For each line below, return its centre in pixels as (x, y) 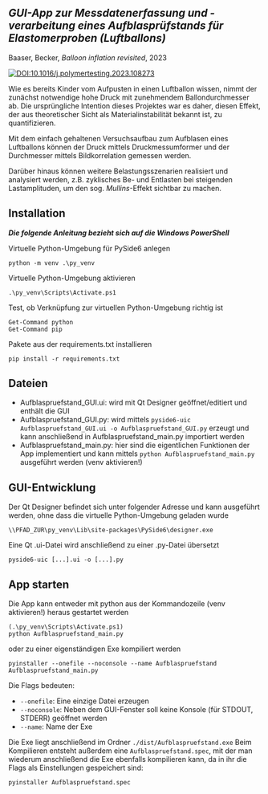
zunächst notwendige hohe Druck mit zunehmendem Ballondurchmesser (129, 97)
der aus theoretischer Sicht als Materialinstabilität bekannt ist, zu (115, 114)
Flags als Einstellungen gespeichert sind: (76, 768)
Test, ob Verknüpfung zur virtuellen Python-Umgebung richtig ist (116, 307)
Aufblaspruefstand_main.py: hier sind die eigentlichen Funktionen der (135, 446)
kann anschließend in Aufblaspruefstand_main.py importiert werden (132, 437)
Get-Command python (41, 322)
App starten (39, 584)
